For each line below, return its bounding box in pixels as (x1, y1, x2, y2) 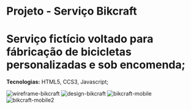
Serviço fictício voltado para (6, 32, 154, 46)
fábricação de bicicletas (6, 45, 132, 59)
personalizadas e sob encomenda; (6, 58, 185, 72)
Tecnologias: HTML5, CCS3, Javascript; (6, 78, 109, 86)
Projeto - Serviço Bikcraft (6, 4, 138, 18)
